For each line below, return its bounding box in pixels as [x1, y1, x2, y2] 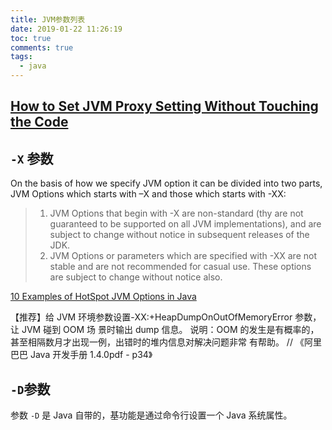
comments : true [10, 42, 74, 53]
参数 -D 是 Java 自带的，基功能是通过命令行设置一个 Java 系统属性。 [10, 409, 293, 421]
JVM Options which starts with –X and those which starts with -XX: [10, 188, 287, 200]
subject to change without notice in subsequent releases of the [49, 229, 310, 241]
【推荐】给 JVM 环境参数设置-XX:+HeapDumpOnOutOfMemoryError [10, 311, 293, 323]
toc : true [10, 33, 52, 43]
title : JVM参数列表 [10, 14, 86, 25]
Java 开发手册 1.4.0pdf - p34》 [29, 349, 153, 361]
